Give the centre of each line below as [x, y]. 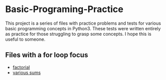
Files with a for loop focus [47, 55]
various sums [27, 72]
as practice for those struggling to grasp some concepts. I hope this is [78, 34]
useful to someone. [25, 39]
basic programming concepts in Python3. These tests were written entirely [83, 28]
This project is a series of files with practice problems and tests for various [83, 23]
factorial [21, 67]
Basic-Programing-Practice [64, 9]
